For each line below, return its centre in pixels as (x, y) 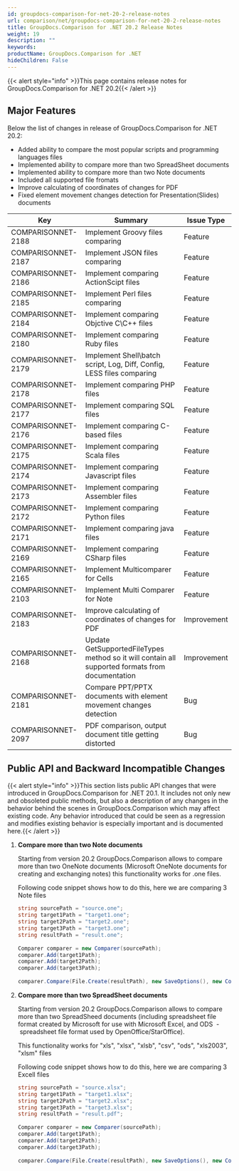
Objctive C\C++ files (119, 323)
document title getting (122, 734)
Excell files (33, 1074)
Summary (131, 220)
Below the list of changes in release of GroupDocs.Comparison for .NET (112, 128)
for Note (99, 599)
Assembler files (111, 496)
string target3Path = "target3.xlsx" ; (75, 1107)
